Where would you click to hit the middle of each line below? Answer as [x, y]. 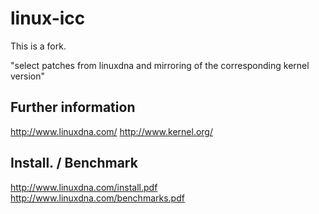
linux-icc [48, 18]
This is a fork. [38, 46]
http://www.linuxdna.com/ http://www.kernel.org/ [111, 131]
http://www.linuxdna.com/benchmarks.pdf [97, 198]
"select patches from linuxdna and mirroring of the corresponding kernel [160, 65]
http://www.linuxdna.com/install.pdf [84, 187]
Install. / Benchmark [74, 163]
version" [27, 76]
